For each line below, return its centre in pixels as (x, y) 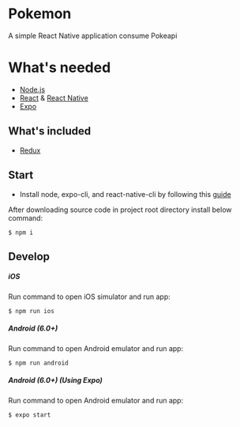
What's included (50, 131)
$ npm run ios (32, 311)
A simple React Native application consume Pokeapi (93, 36)
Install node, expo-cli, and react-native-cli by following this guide (125, 194)
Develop (29, 257)
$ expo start (30, 415)
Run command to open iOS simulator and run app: (90, 297)
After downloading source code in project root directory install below (120, 210)
